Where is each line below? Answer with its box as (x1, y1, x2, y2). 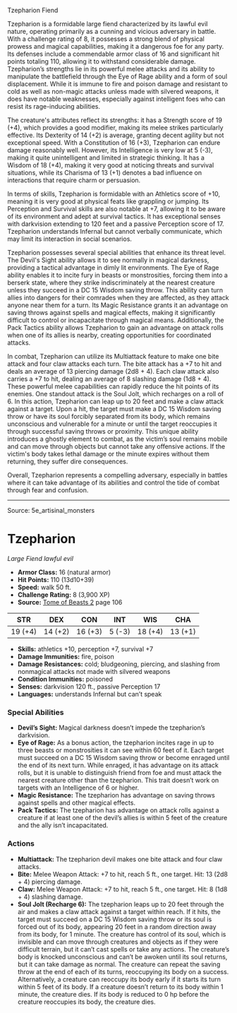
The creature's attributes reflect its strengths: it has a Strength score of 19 (7, 116, 222, 124)
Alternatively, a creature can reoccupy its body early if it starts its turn (17, 975, 221, 983)
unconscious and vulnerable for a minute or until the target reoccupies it (7, 420, 217, 428)
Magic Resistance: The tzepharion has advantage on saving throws (17, 791, 215, 800)
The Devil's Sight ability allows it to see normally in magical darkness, (7, 256, 209, 264)
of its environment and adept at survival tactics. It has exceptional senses (7, 212, 221, 220)
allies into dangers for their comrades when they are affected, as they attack (7, 293, 229, 302)
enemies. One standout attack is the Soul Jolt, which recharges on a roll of (7, 390, 224, 398)
